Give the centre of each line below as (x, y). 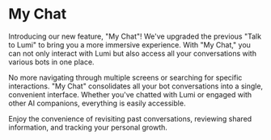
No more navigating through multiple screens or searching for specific (125, 77)
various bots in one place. (51, 62)
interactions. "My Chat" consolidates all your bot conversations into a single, (136, 86)
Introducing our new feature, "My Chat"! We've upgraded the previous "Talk (135, 36)
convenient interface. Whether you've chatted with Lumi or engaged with (130, 94)
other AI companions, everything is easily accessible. (97, 103)
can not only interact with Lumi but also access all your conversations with (133, 53)
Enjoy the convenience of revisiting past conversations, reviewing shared (130, 118)
